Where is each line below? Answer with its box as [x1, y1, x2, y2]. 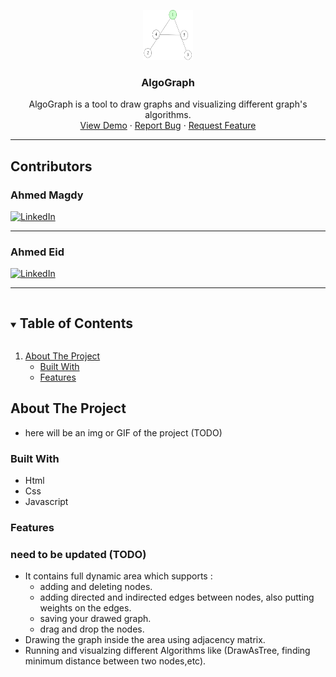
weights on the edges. [39, 602, 132, 614]
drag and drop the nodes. [39, 623, 145, 635]
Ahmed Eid [10, 245, 65, 259]
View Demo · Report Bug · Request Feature [79, 120, 257, 132]
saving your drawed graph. [39, 613, 152, 625]
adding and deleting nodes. [39, 581, 153, 593]
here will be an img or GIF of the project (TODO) [24, 426, 223, 439]
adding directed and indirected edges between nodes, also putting [39, 591, 315, 604]
